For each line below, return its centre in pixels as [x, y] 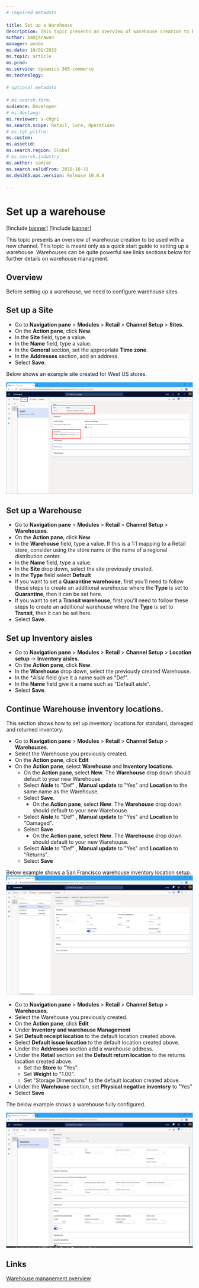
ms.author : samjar [29, 163]
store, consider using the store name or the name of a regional [91, 550]
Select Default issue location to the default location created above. [97, 1043]
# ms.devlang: [24, 113]
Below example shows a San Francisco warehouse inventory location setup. [99, 872]
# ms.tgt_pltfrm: [28, 132]
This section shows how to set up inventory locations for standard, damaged [99, 723]
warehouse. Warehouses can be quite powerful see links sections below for [99, 252]
